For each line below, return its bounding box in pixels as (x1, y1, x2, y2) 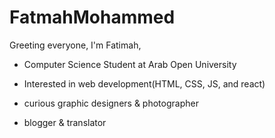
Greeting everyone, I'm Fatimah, (9, 39, 142, 51)
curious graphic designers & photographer (23, 97, 199, 109)
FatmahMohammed (9, 6, 176, 29)
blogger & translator (23, 116, 107, 128)
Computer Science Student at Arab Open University (23, 58, 237, 70)
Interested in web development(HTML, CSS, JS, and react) (23, 77, 266, 90)
